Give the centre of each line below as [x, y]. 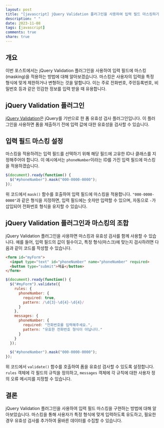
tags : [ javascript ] [25, 28]
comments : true [21, 32]
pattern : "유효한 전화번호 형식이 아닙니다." [63, 330]
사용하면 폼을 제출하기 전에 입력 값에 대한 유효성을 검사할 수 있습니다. [84, 124]
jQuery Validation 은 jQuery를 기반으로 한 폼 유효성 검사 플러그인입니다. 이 [76, 118]
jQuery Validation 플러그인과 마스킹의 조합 [67, 223]
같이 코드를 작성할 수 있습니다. [43, 248]
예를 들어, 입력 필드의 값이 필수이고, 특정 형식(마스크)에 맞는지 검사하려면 [85, 242]
